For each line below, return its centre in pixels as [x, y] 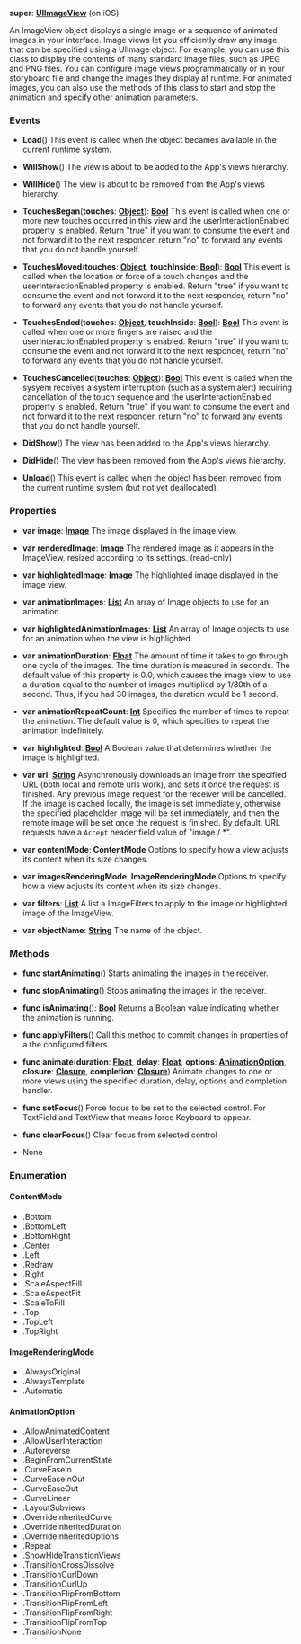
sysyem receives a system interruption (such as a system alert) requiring [157, 388]
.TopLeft [38, 1322]
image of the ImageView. [68, 913]
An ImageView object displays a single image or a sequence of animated [144, 30]
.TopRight [40, 1331]
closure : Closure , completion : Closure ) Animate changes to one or [147, 1071]
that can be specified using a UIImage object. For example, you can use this [150, 49]
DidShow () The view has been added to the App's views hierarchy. [146, 443]
